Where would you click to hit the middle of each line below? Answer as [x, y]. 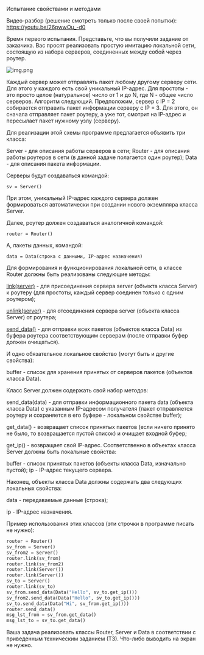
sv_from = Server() [31, 547]
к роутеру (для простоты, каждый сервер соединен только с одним [95, 292]
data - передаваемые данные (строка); [57, 500]
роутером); [21, 299]
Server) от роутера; [31, 317]
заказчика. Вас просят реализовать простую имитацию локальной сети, [101, 45]
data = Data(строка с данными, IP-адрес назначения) [75, 257]
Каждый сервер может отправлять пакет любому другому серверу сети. [102, 82]
